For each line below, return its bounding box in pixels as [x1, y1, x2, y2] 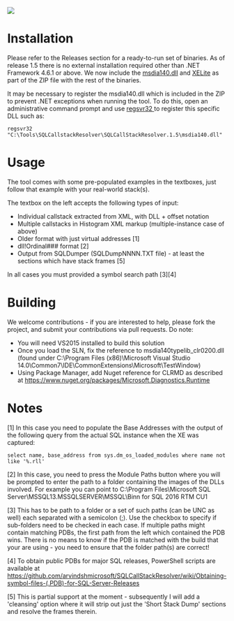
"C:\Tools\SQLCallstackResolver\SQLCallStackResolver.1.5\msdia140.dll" [7, 131, 223, 138]
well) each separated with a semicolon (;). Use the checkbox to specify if [7, 513, 217, 522]
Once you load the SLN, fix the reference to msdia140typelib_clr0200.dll [17, 346, 224, 354]
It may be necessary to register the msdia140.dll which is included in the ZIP [7, 89, 225, 98]
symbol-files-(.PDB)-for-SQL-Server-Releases [7, 578, 140, 587]
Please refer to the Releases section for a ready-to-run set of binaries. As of [7, 53, 225, 62]
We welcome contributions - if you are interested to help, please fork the [7, 318, 216, 326]
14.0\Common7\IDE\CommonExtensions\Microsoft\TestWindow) [17, 360, 201, 370]
